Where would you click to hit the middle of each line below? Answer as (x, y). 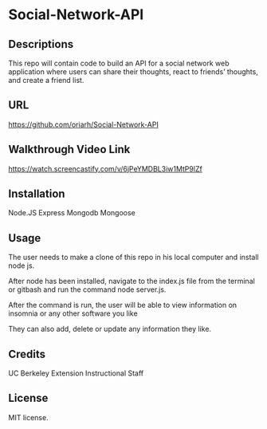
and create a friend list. (46, 80)
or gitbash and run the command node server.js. (87, 289)
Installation (37, 194)
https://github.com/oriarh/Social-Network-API (84, 124)
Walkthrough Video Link (69, 150)
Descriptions (41, 44)
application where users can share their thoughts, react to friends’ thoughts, (133, 72)
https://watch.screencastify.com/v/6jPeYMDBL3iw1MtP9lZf (106, 168)
